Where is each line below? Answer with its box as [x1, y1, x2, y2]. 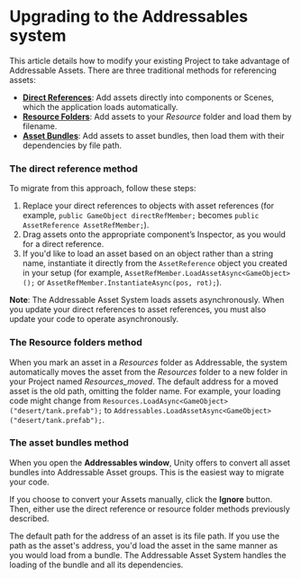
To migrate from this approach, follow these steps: [9, 183, 196, 194]
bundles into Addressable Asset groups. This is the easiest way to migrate [9, 466, 285, 477]
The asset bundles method [9, 437, 129, 449]
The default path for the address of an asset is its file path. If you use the [9, 530, 280, 541]
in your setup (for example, [22, 268, 123, 279]
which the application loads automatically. [22, 101, 178, 112]
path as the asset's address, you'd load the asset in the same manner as [9, 539, 278, 551]
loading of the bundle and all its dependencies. [9, 559, 184, 570]
